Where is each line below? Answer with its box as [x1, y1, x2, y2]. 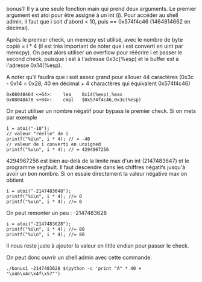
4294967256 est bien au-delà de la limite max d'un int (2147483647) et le [6, 157, 190, 164]
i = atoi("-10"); [6, 126, 50, 132]
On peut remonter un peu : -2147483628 [6, 210, 107, 216]
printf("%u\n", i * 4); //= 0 [6, 199, 83, 205]
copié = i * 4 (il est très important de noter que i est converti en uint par [6, 42, 184, 50]
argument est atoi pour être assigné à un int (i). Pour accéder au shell [6, 11, 178, 19]
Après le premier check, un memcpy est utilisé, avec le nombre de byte [6, 36, 183, 43]
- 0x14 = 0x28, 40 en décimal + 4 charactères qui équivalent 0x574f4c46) [6, 80, 191, 87]
